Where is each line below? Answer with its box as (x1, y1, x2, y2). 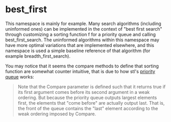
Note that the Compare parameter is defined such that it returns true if (17, 83, 166, 90)
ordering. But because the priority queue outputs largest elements (17, 94, 157, 101)
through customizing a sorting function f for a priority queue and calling (5, 31, 156, 37)
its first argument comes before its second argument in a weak (17, 89, 150, 95)
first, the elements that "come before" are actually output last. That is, (17, 100, 165, 106)
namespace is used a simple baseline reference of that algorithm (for (5, 47, 151, 54)
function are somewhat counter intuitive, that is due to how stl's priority (5, 68, 156, 75)
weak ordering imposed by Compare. (17, 111, 96, 117)
